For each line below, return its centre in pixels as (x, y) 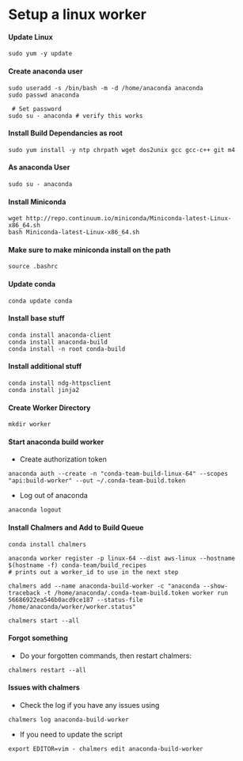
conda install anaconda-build (58, 342)
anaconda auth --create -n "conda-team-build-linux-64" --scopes (118, 474)
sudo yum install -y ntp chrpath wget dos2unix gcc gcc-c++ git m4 (122, 150)
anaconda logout (35, 510)
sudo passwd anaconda (44, 95)
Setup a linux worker (77, 15)
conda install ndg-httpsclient (60, 383)
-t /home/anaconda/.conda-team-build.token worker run (135, 593)
